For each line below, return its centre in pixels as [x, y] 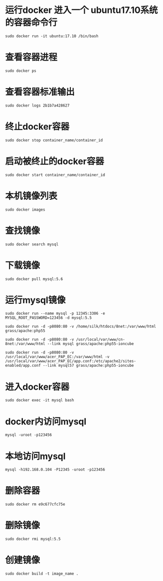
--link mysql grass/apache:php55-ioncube [91, 344]
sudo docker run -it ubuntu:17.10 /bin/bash [52, 36]
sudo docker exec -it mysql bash [40, 400]
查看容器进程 [31, 57]
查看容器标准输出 [40, 92]
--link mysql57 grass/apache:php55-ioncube [88, 366]
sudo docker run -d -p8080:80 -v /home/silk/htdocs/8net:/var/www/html [81, 327]
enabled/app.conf [23, 366]
